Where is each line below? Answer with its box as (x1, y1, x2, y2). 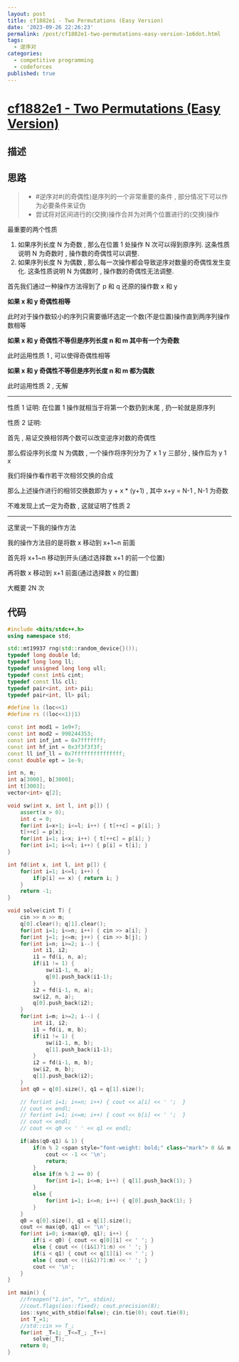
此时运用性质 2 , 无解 (7, 381, 69, 390)
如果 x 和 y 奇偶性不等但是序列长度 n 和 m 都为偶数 (7, 366, 155, 375)
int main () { (7, 1289, 46, 1297)
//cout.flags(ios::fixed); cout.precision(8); (20, 1302, 161, 1310)
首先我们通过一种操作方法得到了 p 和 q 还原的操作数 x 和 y (7, 281, 178, 290)
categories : (7, 50, 43, 58)
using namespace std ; (7, 632, 72, 640)
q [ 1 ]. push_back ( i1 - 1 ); (45, 1046, 113, 1053)
